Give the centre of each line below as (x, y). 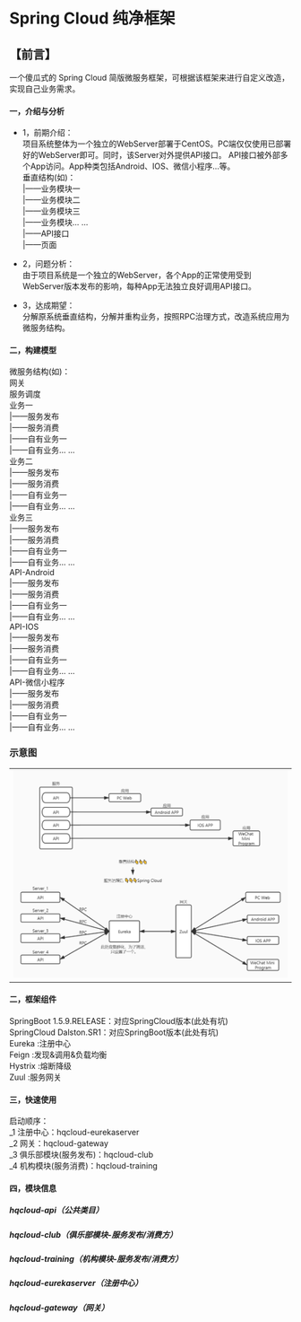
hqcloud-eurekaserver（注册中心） (76, 1283)
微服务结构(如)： (40, 372)
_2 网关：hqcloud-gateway (59, 1143)
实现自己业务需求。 (45, 89)
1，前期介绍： (47, 133)
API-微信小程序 (37, 682)
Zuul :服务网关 (35, 1077)
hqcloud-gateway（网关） (59, 1308)
